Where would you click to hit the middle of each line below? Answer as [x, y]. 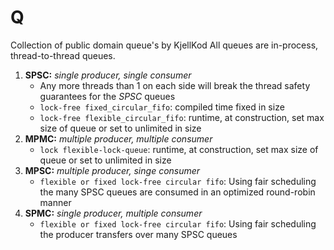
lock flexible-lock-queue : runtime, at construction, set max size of [179, 149]
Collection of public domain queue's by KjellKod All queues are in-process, [164, 45]
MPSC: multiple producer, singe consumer [112, 170]
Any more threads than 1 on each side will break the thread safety [175, 85]
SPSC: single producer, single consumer [108, 75]
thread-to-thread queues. [63, 55]
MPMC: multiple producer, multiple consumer [118, 138]
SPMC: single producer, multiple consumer [113, 213]
